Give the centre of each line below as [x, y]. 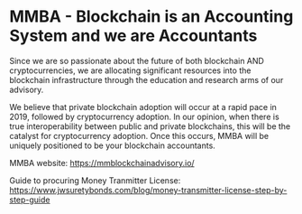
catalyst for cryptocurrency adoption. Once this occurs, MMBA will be [139, 135]
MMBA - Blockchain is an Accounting [151, 17]
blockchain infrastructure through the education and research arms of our [146, 79]
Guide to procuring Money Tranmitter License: [95, 180]
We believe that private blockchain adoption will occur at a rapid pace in [143, 107]
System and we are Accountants [133, 36]
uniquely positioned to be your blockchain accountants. [113, 145]
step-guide [30, 200]
